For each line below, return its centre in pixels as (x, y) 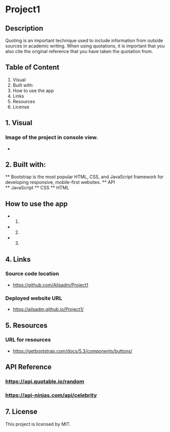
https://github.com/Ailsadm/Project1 (50, 285)
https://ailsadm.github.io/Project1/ (48, 309)
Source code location (32, 274)
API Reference (29, 367)
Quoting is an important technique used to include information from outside (84, 40)
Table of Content (32, 67)
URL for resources (28, 340)
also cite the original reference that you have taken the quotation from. (79, 51)
